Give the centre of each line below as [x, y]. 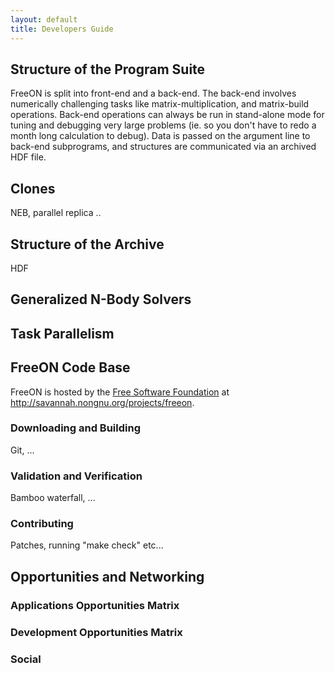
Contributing [42, 524]
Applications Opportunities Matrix [95, 605]
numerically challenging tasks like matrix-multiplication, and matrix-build [160, 104]
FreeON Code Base [70, 367]
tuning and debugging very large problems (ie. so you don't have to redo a [163, 125]
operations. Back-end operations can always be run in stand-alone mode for [167, 115]
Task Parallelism [62, 333]
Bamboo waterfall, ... [53, 498]
